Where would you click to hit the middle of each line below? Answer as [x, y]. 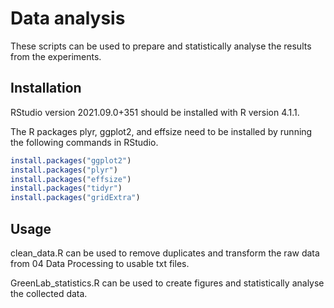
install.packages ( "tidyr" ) [66, 188]
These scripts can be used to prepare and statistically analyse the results [161, 46]
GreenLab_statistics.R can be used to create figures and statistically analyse [167, 283]
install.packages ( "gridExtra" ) [75, 198]
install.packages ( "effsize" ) [71, 179]
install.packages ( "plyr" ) [64, 170]
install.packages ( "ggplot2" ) [71, 160]
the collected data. [49, 293]
